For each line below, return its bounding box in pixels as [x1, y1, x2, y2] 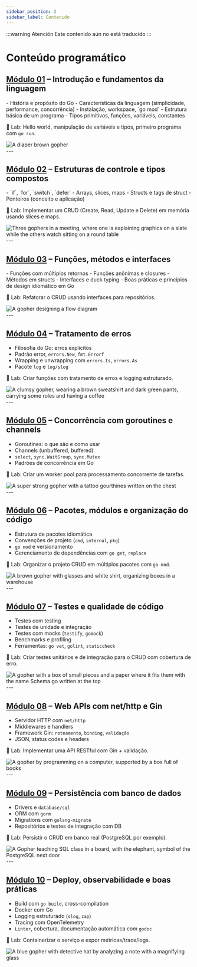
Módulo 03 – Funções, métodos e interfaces [6, 254, 171, 264]
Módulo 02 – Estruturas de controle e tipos [6, 164, 166, 174]
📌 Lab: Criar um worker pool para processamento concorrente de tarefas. [6, 470, 185, 478]
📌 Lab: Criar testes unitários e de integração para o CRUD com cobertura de [6, 654, 192, 661]
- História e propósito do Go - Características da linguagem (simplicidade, [6, 99, 186, 106]
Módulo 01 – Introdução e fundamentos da [6, 74, 164, 84]
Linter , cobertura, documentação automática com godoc [14, 925, 152, 932]
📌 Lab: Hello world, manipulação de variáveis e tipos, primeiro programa [6, 123, 182, 130]
